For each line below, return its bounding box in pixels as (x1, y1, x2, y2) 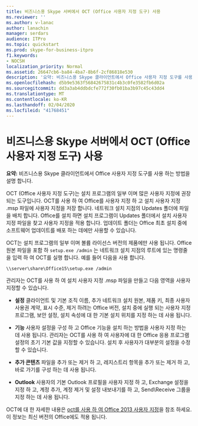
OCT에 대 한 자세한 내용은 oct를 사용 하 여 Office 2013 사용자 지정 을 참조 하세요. (6, 406, 192, 413)
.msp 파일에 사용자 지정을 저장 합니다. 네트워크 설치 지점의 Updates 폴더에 (6, 205, 178, 212)
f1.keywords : (6, 53, 38, 58)
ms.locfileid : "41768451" (6, 107, 70, 113)
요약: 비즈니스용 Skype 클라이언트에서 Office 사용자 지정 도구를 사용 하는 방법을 (6, 170, 190, 177)
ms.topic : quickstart (6, 42, 60, 48)
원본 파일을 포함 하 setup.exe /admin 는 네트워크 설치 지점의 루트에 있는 (6, 247, 173, 254)
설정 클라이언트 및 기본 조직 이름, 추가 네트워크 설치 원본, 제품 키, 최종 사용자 (14, 297, 190, 304)
